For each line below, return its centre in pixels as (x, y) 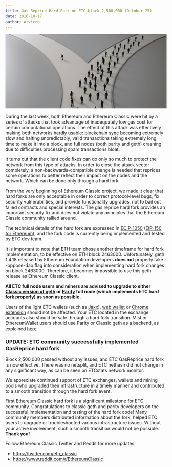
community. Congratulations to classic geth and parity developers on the (82, 407)
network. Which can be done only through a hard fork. (63, 181)
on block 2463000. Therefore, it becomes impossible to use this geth (78, 271)
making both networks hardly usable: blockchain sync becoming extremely (84, 133)
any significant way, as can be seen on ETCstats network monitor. (75, 370)
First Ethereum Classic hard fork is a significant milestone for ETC (74, 401)
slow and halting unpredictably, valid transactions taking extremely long (81, 138)
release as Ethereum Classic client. (42, 276)
